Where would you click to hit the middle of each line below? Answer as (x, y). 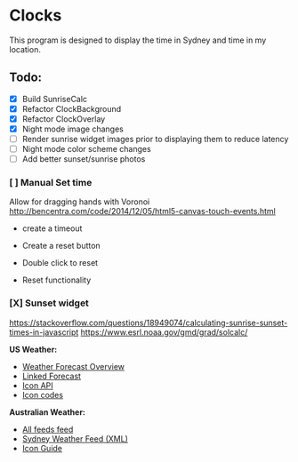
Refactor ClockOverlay (64, 119)
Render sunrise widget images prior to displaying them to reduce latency (155, 139)
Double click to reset (60, 263)
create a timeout (52, 228)
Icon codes (43, 394)
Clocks (36, 16)
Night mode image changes (73, 129)
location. (25, 49)
